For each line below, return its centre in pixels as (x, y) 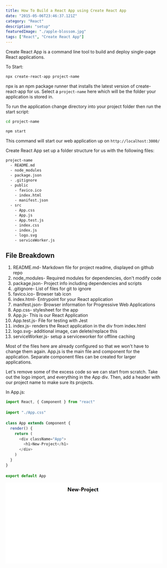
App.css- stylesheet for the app (46, 310)
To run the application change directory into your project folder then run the (83, 106)
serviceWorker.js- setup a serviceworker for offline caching (74, 336)
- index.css (27, 225)
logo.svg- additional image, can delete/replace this (65, 331)
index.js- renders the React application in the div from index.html (79, 326)
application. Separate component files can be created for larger (71, 357)
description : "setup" (28, 26)
